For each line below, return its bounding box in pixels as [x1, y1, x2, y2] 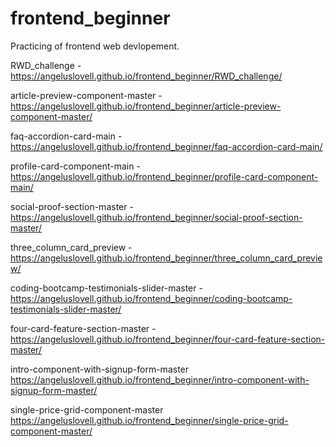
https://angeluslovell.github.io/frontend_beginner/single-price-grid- [10, 414, 289, 426]
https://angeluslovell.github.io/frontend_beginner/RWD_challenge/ [10, 70, 283, 82]
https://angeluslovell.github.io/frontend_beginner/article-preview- [10, 100, 282, 112]
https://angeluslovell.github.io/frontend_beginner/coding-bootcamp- [10, 292, 293, 304]
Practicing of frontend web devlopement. [10, 40, 180, 52]
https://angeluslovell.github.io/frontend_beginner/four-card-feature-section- [10, 333, 326, 345]
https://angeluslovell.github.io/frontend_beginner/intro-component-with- [10, 373, 310, 386]
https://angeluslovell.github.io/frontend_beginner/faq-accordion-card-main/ [10, 140, 323, 152]
